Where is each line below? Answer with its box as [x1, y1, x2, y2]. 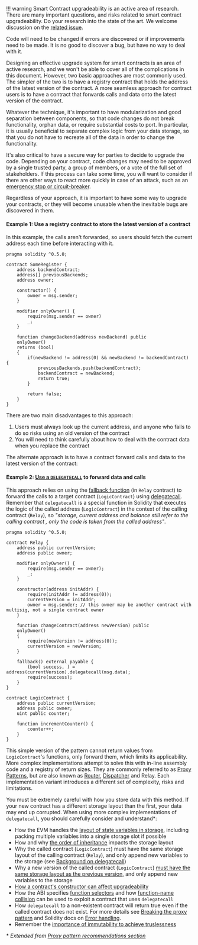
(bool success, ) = [27, 664, 76, 670]
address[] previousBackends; [17, 272, 89, 278]
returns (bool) [17, 344, 54, 351]
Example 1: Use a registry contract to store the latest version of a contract [6, 220, 191, 227]
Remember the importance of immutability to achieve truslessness [14, 921, 176, 928]
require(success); [27, 675, 73, 680]
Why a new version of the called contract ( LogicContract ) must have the [14, 864, 191, 872]
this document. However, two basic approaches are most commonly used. [6, 72, 187, 79]
